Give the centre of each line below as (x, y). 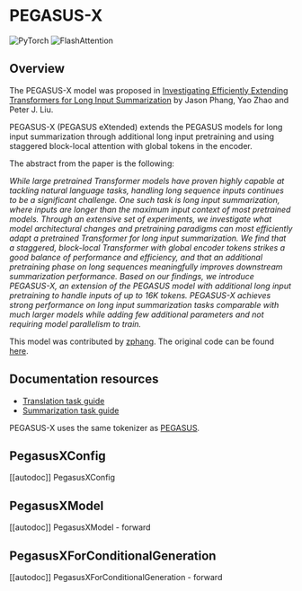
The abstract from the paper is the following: (92, 163)
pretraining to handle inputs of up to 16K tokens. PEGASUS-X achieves (140, 295)
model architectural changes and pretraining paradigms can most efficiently (151, 228)
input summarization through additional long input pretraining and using (142, 137)
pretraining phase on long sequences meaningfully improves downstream (146, 267)
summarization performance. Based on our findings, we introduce (132, 276)
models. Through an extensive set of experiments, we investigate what (141, 219)
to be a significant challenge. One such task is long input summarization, (145, 199)
